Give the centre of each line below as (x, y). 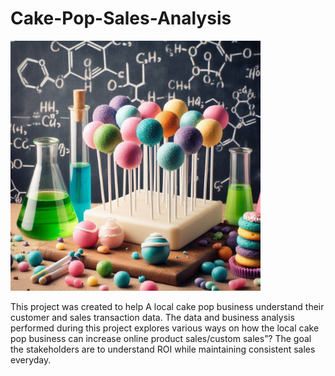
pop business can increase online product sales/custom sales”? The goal (161, 338)
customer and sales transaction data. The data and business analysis (152, 317)
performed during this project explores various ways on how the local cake (165, 328)
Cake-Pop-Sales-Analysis (121, 18)
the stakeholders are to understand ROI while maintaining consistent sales (163, 349)
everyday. (31, 359)
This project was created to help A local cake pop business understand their (167, 306)
